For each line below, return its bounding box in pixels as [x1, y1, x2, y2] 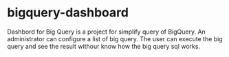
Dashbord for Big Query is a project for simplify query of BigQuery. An [7, 27, 206, 36]
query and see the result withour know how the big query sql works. [7, 42, 201, 50]
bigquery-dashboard [7, 5, 129, 21]
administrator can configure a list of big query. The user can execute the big [7, 34, 223, 43]
